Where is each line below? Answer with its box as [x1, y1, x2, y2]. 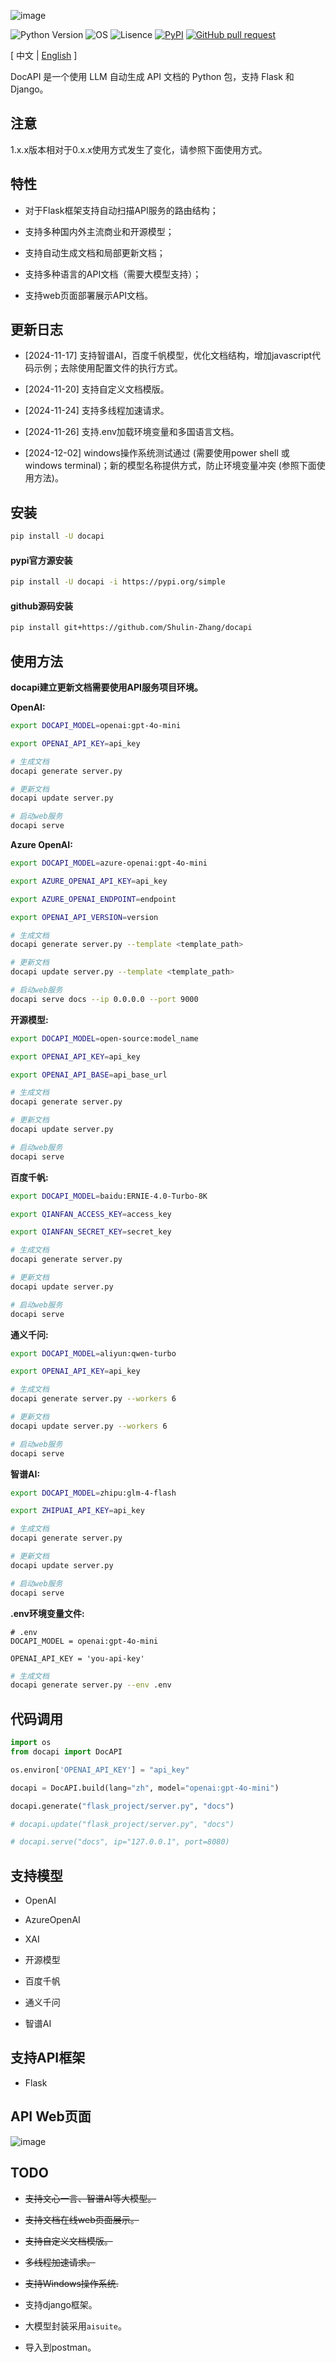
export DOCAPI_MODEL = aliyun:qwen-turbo [10, 1348, 177, 1359]
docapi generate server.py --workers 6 [10, 1394, 177, 1404]
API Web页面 [10, 2108, 92, 2125]
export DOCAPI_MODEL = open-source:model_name [10, 1033, 199, 1044]
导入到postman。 [24, 2341, 97, 2353]
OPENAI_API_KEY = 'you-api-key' [10, 1653, 145, 1664]
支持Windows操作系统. [24, 2277, 119, 2289]
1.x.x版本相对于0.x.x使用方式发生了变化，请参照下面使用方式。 [10, 143, 268, 155]
